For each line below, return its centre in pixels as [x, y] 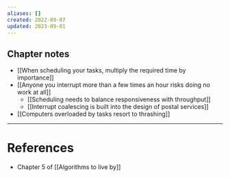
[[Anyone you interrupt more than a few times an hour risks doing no [114, 85]
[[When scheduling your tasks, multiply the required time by [101, 71]
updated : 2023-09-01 [37, 26]
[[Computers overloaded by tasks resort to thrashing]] [93, 114]
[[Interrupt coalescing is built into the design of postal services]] [118, 107]
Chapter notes [38, 54]
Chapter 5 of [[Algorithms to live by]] [69, 167]
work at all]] [34, 92]
